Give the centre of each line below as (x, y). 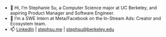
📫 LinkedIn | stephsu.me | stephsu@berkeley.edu (62, 29)
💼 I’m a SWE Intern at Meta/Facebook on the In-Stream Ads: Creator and (85, 18)
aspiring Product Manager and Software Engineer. (62, 13)
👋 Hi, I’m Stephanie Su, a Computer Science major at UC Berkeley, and (84, 8)
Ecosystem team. (28, 23)
